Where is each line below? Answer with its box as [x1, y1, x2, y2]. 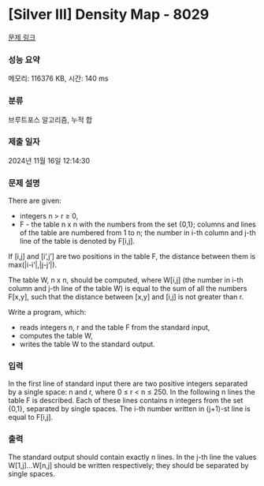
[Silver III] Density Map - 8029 [8, 6, 210, 24]
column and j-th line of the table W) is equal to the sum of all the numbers [8, 284, 247, 293]
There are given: [8, 196, 61, 206]
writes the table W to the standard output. [19, 339, 155, 349]
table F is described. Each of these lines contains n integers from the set [8, 396, 244, 406]
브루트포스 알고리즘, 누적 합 [8, 114, 93, 124]
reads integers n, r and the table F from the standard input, [19, 323, 210, 332]
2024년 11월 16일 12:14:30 [8, 155, 91, 165]
